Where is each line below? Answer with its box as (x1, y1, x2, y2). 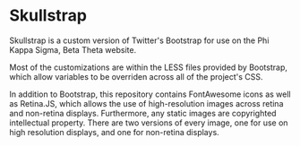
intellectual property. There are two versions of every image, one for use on (9, 117, 288, 128)
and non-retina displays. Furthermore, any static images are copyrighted (9, 107, 277, 118)
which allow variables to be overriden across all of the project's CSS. (9, 71, 263, 82)
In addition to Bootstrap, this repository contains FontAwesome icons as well (9, 89, 291, 99)
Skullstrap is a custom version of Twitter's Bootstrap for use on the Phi (9, 35, 270, 46)
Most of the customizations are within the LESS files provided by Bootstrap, (9, 62, 288, 73)
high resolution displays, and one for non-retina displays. (9, 126, 219, 137)
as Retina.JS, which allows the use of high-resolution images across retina (9, 98, 284, 108)
